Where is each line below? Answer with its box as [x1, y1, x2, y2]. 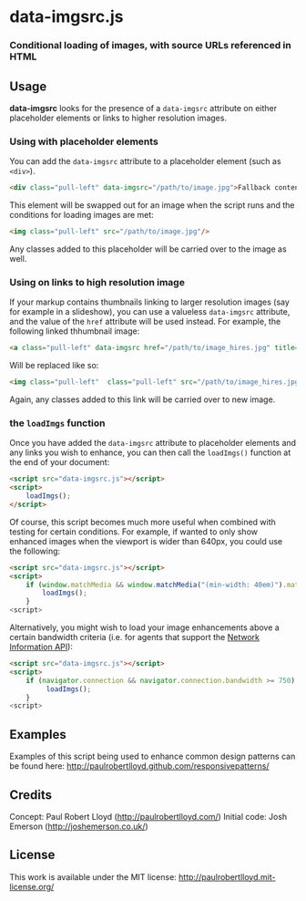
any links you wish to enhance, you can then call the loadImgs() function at [9, 447, 291, 458]
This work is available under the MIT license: [9, 871, 178, 882]
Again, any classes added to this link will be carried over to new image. [9, 394, 276, 405]
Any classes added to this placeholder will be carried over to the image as [9, 243, 287, 254]
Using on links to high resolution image [9, 275, 185, 288]
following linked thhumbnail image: [9, 326, 140, 337]
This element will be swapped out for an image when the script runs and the [9, 200, 295, 211]
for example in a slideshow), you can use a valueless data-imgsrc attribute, [9, 306, 291, 317]
